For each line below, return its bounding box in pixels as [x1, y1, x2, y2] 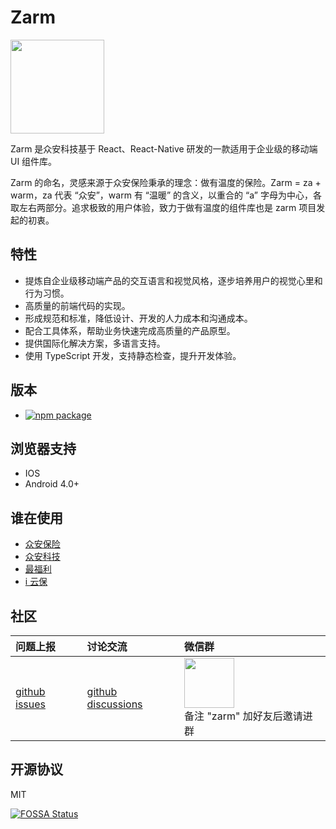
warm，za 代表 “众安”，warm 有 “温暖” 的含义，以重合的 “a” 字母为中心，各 [10, 189, 322, 201]
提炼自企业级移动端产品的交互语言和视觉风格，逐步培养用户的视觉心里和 [24, 274, 323, 286]
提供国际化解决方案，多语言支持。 [24, 337, 166, 349]
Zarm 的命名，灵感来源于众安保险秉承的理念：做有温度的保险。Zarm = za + [10, 176, 322, 188]
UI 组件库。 [10, 155, 58, 167]
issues [15, 697, 46, 711]
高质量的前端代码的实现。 [24, 299, 131, 311]
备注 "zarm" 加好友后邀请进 [184, 709, 313, 723]
